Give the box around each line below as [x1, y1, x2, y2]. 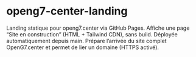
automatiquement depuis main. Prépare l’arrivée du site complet [6, 37, 167, 44]
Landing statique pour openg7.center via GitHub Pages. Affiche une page [6, 24, 190, 32]
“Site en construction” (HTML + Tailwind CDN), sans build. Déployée [6, 30, 178, 38]
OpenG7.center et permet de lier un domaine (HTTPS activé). [6, 44, 159, 51]
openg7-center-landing [6, 4, 128, 18]
